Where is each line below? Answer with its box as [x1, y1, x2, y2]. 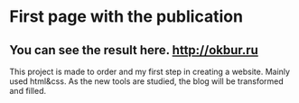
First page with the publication [9, 6, 244, 27]
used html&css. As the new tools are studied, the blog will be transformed [9, 76, 285, 87]
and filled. [9, 86, 47, 96]
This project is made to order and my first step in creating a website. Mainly [9, 66, 291, 77]
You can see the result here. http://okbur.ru [9, 42, 259, 58]
